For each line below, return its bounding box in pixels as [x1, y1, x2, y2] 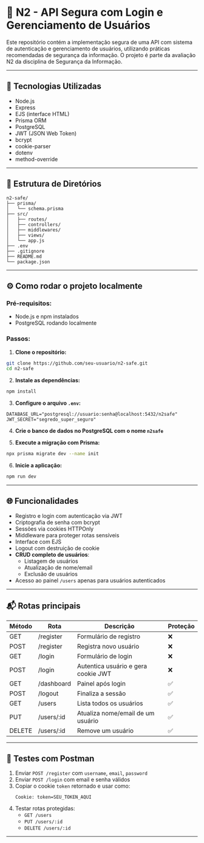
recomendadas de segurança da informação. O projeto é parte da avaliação [6, 51, 196, 58]
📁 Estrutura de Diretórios [6, 179, 102, 189]
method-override [15, 155, 58, 163]
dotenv [15, 149, 33, 156]
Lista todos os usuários [76, 699, 143, 707]
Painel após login [76, 679, 126, 687]
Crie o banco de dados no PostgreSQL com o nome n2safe [15, 427, 164, 435]
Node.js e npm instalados [15, 313, 79, 320]
